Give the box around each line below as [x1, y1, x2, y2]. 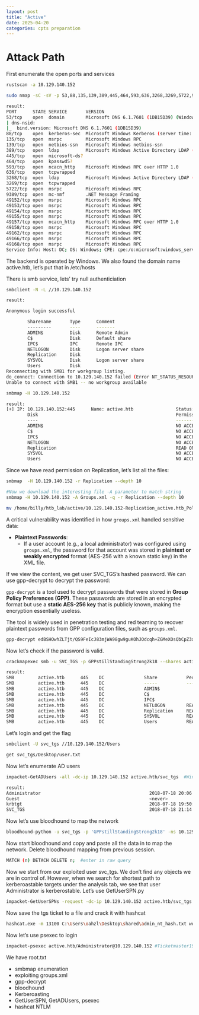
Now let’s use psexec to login [6, 931, 78, 938]
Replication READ [27, 445, 187, 451]
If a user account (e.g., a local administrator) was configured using [23, 540, 187, 547]
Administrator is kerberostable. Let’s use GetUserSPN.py [6, 887, 145, 894]
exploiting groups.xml [14, 971, 68, 979]
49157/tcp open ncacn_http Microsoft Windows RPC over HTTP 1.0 [6, 219, 179, 225]
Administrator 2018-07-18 [6, 790, 176, 796]
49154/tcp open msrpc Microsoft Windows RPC [6, 208, 142, 214]
